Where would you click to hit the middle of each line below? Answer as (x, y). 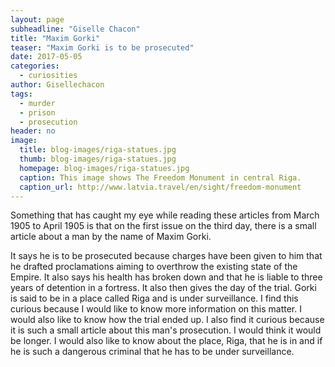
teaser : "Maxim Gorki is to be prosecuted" (102, 47)
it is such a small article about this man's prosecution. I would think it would (166, 330)
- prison (37, 112)
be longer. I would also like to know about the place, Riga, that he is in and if (166, 341)
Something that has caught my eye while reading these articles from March (165, 215)
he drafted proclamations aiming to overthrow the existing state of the (154, 267)
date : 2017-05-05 (46, 57)
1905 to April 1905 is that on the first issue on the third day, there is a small (163, 226)
